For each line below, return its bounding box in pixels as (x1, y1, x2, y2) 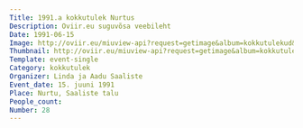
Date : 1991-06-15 (9, 30, 75, 39)
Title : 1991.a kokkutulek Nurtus (9, 13, 135, 23)
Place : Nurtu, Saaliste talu (9, 88, 119, 97)
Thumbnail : (9, 47, 50, 56)
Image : (9, 38, 34, 48)
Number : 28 (9, 105, 50, 114)
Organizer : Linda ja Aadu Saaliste (9, 72, 143, 81)
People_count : (9, 96, 63, 106)
